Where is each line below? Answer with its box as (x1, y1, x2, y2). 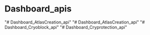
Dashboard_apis (4, 3, 72, 14)
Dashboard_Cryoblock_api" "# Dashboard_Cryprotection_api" (4, 24, 127, 30)
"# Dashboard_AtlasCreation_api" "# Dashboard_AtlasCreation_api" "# (4, 19, 145, 25)
